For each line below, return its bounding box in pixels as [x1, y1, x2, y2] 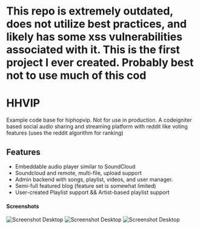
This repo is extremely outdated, [6, 4, 174, 18]
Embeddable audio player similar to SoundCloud [15, 162, 136, 170]
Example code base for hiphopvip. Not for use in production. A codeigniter [6, 116, 192, 124]
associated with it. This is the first [6, 43, 181, 57]
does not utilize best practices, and [6, 17, 187, 31]
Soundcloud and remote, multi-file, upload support [15, 169, 142, 176]
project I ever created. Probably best [6, 56, 194, 70]
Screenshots [6, 202, 39, 210]
